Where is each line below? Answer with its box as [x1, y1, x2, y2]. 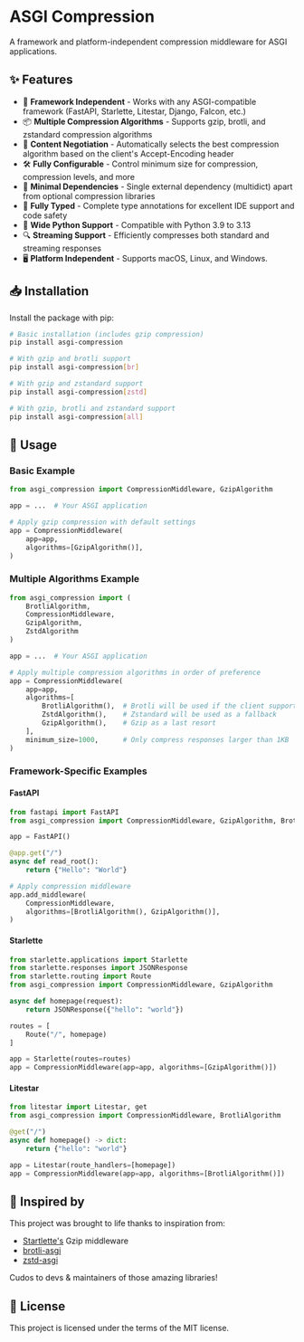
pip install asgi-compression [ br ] [9, 363, 140, 372]
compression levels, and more [22, 171, 136, 182]
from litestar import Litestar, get [9, 1102, 147, 1112]
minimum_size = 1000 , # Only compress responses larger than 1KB [25, 735, 290, 744]
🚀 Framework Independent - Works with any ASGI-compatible [22, 96, 257, 107]
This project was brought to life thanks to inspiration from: [9, 1218, 226, 1229]
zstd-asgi [22, 1255, 59, 1266]
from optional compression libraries [22, 190, 156, 201]
